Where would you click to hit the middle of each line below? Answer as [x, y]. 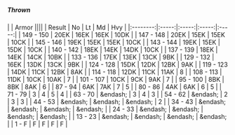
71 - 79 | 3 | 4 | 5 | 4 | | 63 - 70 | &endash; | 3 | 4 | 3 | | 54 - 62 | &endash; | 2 [117, 94]
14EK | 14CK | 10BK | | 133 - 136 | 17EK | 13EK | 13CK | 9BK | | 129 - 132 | [111, 57]
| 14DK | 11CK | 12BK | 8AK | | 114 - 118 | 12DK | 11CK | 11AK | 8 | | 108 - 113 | [115, 72]
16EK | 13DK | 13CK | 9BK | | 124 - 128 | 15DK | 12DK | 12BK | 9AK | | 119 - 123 [117, 64]
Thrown [19, 10]
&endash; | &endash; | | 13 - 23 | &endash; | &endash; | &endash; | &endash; [117, 116]
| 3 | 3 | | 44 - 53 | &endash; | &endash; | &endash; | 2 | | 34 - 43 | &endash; [117, 101]
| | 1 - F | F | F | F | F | [38, 124]
